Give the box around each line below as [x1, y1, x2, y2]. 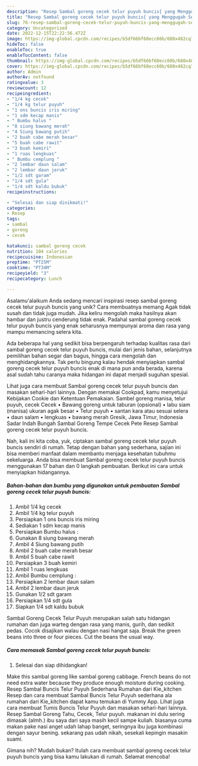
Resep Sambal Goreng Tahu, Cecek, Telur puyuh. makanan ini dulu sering [6, 710, 185, 717]
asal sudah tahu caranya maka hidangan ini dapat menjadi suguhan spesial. [6, 371, 190, 378]
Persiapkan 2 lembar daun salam [15, 578, 95, 585]
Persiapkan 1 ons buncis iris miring [15, 516, 99, 523]
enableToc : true [6, 47, 46, 53]
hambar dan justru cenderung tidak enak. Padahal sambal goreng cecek [6, 316, 182, 323]
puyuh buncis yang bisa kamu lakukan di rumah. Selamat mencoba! [6, 753, 170, 760]
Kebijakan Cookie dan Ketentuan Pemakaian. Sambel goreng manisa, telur [6, 394, 186, 402]
